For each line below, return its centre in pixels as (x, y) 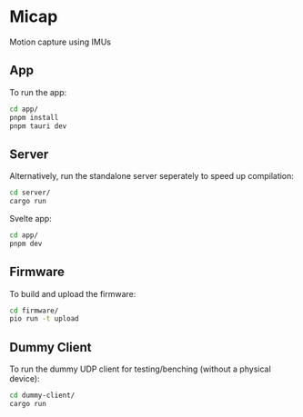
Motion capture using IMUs (61, 42)
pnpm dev (26, 243)
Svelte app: (30, 218)
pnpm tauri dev (38, 126)
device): (25, 379)
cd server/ (30, 193)
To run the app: (38, 92)
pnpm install (34, 117)
